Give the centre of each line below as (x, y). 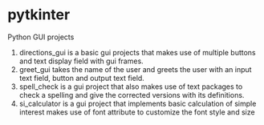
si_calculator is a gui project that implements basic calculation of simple (138, 103)
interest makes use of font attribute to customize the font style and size (137, 112)
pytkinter (39, 15)
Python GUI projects (41, 37)
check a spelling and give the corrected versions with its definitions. (132, 95)
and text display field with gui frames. (81, 61)
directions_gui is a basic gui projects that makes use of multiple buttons (137, 52)
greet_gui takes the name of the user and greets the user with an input (135, 69)
